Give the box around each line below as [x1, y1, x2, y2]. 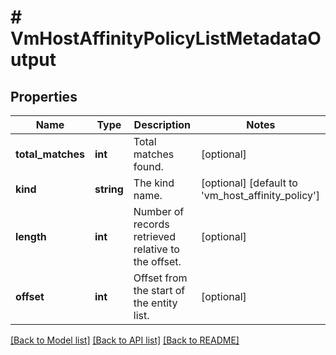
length [15, 230, 47, 243]
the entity [133, 296, 178, 310]
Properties [10, 88, 78, 105]
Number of [133, 205, 185, 218]
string [94, 182, 124, 196]
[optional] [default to [200, 176, 298, 190]
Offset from [133, 271, 188, 285]
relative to [133, 242, 180, 256]
